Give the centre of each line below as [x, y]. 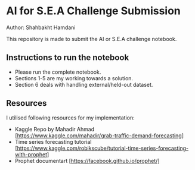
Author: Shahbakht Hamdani [41, 27]
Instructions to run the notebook [68, 58]
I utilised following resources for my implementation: [71, 118]
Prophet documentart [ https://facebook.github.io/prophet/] [87, 160]
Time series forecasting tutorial [53, 141]
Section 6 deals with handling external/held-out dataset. [84, 84]
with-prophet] [32, 154]
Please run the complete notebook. [58, 72]
